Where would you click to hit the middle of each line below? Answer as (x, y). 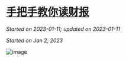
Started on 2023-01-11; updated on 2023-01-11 (63, 29)
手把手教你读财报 (48, 12)
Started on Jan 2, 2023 (35, 40)
